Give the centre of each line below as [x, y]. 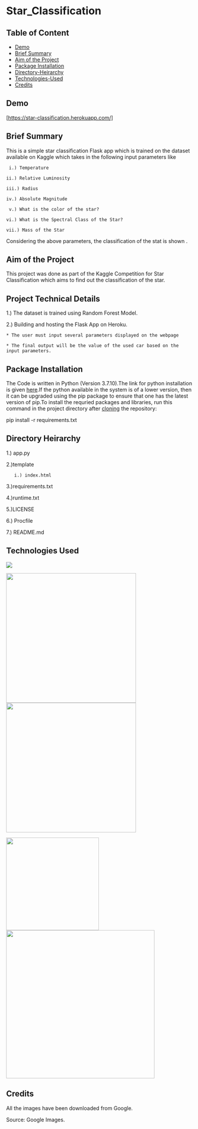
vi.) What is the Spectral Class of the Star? [65, 220]
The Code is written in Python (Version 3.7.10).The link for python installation [99, 383]
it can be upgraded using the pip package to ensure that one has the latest [97, 396]
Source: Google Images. [36, 1120]
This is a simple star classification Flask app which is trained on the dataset [98, 151]
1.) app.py [18, 453]
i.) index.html [33, 475]
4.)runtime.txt [23, 498]
